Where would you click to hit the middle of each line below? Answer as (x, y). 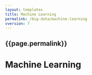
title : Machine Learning (31, 14)
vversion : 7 (17, 23)
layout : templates (24, 10)
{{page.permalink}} (36, 43)
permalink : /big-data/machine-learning (46, 19)
